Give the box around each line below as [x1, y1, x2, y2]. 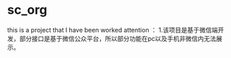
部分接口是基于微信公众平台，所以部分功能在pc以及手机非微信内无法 [19, 34, 216, 43]
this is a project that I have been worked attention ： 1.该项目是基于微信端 [7, 26, 218, 34]
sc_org [7, 2, 47, 18]
